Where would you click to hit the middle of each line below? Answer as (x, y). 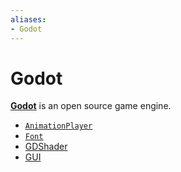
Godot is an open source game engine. (91, 106)
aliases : (28, 19)
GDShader (46, 147)
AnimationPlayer (58, 126)
